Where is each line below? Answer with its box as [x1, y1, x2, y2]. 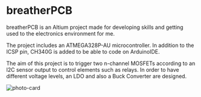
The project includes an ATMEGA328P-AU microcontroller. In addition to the [6, 42, 194, 49]
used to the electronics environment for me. [6, 30, 116, 37]
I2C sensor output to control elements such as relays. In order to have [6, 66, 179, 73]
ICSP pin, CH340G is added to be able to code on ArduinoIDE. [6, 48, 160, 55]
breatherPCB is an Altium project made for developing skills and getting [6, 23, 184, 31]
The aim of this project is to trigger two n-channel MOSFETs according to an [6, 60, 196, 67]
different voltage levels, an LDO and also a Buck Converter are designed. [6, 72, 187, 80]
